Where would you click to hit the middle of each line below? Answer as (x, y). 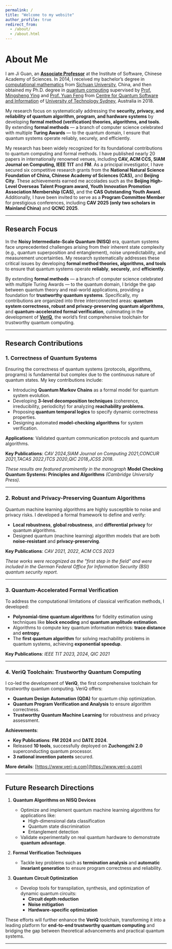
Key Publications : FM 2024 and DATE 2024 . (60, 740)
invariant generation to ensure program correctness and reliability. (91, 868)
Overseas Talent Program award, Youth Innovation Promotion (84, 186)
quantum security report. (32, 572)
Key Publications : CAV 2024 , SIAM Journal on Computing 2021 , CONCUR (82, 454)
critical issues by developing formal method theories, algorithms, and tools (86, 263)
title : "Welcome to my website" (40, 15)
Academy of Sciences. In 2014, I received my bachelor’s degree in (75, 79)
